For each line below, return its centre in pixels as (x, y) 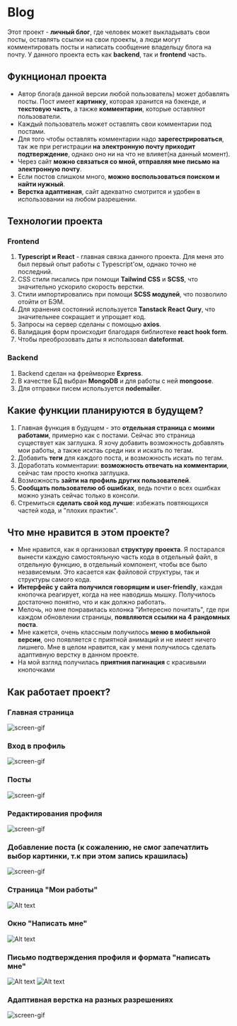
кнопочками (36, 670)
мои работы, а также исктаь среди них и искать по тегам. (105, 450)
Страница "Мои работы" (52, 890)
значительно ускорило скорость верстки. (81, 287)
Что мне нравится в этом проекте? (89, 532)
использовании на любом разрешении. (77, 199)
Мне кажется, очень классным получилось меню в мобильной (114, 632)
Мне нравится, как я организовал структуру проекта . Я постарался (121, 550)
